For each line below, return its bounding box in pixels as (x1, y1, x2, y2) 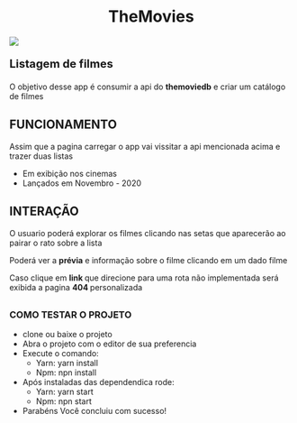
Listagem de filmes (9, 56, 114, 71)
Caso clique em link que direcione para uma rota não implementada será (9, 272, 279, 283)
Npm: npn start (35, 395, 92, 407)
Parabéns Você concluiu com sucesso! (22, 405, 167, 416)
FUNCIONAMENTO (9, 117, 117, 133)
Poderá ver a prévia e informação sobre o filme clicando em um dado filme (9, 254, 288, 265)
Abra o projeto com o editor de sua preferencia (22, 338, 197, 349)
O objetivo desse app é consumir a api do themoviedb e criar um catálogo (9, 81, 286, 92)
